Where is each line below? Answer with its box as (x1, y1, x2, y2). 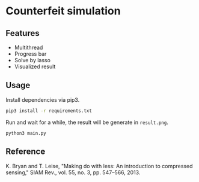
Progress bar (14, 50, 47, 57)
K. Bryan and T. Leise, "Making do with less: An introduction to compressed (5, 162, 193, 169)
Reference (5, 147, 46, 157)
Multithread (14, 44, 43, 51)
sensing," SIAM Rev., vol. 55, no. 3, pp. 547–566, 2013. (5, 169, 141, 176)
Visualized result (14, 63, 56, 70)
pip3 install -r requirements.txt (5, 108, 93, 114)
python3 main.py (5, 130, 46, 136)
